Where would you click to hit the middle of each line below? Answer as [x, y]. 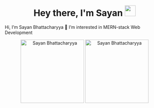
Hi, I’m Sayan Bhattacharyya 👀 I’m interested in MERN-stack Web [72, 27]
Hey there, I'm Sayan [78, 13]
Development [19, 32]
